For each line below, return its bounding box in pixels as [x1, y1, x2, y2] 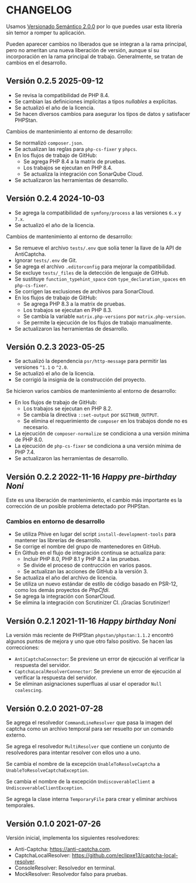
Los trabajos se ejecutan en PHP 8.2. [23, 405, 113, 412]
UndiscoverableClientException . [6, 784, 84, 791]
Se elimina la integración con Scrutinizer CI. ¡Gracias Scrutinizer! [14, 599, 170, 606]
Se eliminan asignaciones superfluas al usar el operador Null [14, 680, 162, 687]
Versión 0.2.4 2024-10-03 [6, 194, 105, 204]
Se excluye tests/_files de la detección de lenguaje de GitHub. [14, 269, 170, 276]
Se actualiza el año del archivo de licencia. [14, 574, 118, 581]
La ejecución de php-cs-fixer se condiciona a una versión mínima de [14, 443, 181, 450]
